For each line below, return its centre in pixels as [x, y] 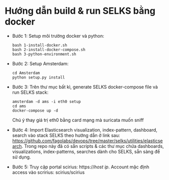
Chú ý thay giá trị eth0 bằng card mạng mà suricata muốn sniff [78, 120]
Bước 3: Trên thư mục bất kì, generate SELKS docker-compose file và [85, 87]
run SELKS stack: [30, 92]
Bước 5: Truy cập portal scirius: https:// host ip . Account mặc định [81, 167]
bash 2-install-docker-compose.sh [49, 49]
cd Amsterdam [26, 73]
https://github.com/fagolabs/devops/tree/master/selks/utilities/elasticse [88, 141]
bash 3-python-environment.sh [44, 54]
